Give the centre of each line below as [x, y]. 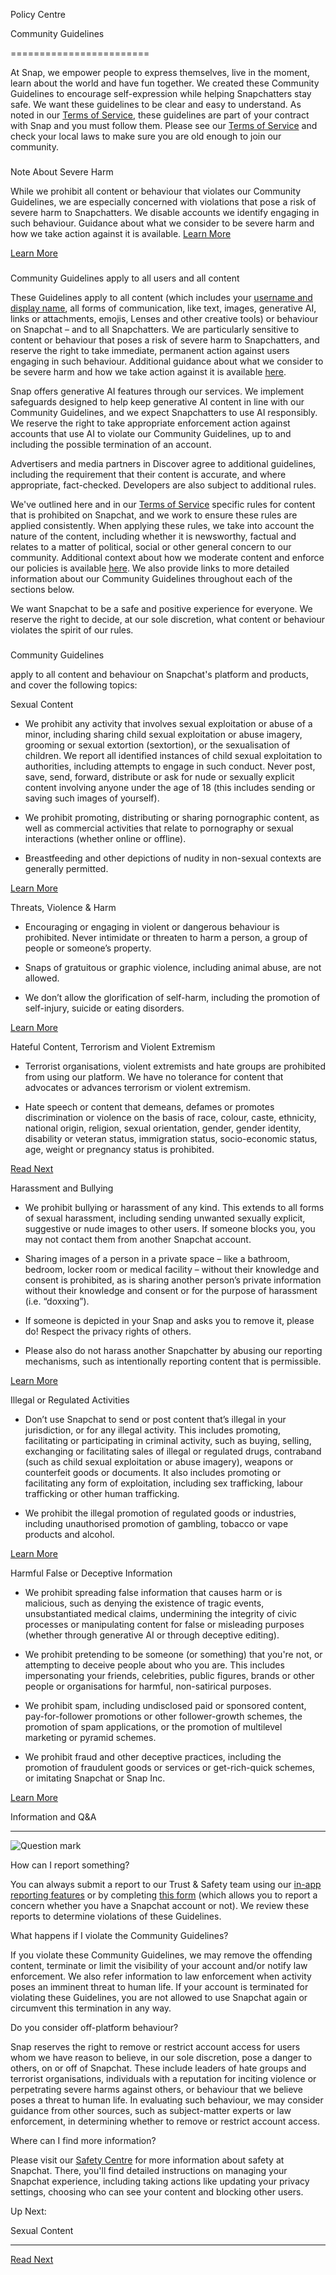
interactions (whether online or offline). [105, 838]
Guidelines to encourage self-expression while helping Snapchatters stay [161, 93]
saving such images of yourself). [92, 798]
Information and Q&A [53, 1816]
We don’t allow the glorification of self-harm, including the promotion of [172, 997]
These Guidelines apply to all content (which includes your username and [161, 297]
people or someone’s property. [88, 948]
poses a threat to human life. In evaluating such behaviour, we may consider [167, 2100]
